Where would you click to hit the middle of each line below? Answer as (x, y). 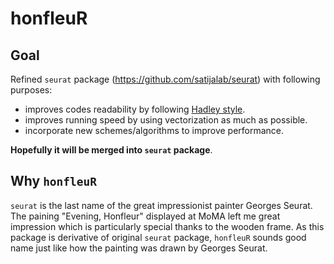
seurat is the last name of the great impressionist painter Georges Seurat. (161, 205)
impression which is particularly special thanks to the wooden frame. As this (167, 226)
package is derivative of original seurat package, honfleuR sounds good (158, 237)
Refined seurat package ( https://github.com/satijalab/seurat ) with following (165, 79)
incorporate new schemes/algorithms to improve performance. (154, 130)
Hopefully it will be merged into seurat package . (111, 150)
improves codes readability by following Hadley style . (135, 109)
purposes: (31, 90)
